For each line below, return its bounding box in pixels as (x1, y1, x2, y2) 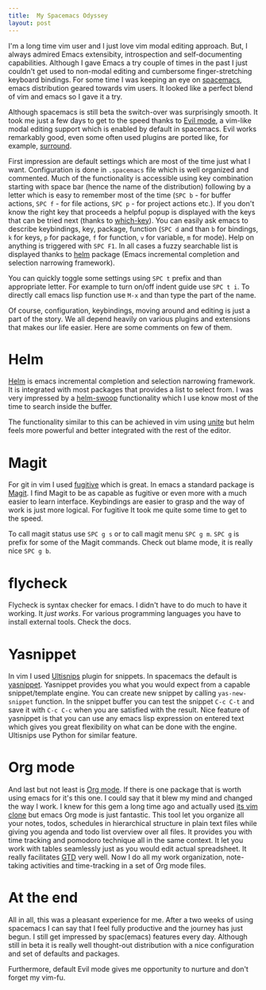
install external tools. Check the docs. (8, 618, 132, 627)
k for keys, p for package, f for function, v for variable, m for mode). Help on (8, 232, 254, 242)
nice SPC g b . (8, 546, 52, 555)
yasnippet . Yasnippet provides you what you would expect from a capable (8, 680, 251, 689)
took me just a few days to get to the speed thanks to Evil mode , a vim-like (8, 115, 252, 125)
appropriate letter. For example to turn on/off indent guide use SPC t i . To (8, 282, 250, 291)
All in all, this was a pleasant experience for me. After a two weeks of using (8, 915, 254, 925)
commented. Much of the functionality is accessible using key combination (8, 173, 254, 183)
